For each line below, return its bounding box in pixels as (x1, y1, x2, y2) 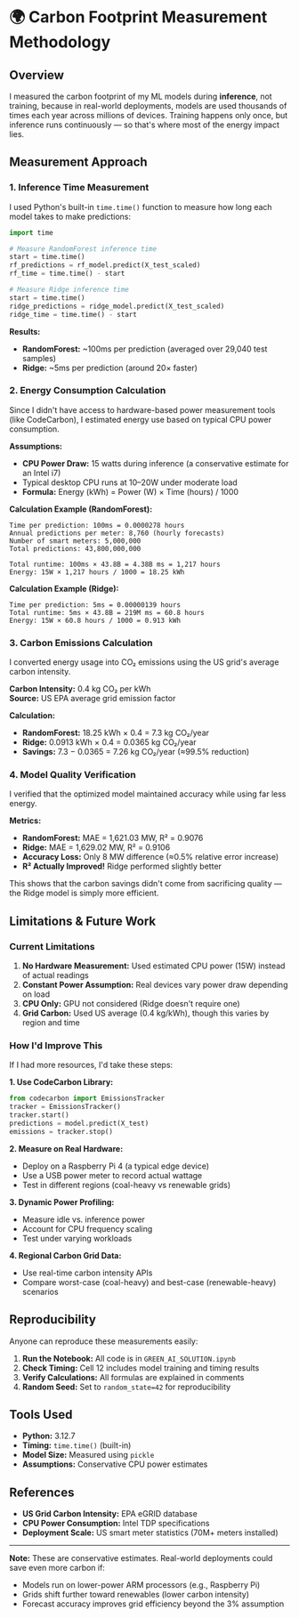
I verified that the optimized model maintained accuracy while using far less (9, 789, 287, 799)
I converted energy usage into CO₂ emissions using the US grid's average (9, 657, 279, 667)
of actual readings (21, 970, 89, 981)
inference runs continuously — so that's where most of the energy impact (9, 119, 280, 130)
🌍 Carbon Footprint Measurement (9, 7, 268, 28)
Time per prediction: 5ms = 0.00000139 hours (9, 600, 181, 610)
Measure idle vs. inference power (21, 1214, 145, 1225)
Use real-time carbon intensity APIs (21, 1267, 153, 1278)
